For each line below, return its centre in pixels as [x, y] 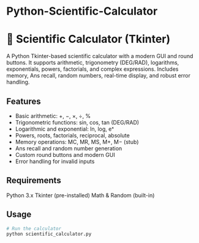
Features [24, 101]
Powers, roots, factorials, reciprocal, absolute [72, 135]
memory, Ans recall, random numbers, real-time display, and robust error [99, 76]
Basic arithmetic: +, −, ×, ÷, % [53, 116]
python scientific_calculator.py [49, 234]
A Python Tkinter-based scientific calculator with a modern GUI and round [100, 56]
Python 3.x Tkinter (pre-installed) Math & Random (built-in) [81, 195]
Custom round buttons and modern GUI [65, 154]
